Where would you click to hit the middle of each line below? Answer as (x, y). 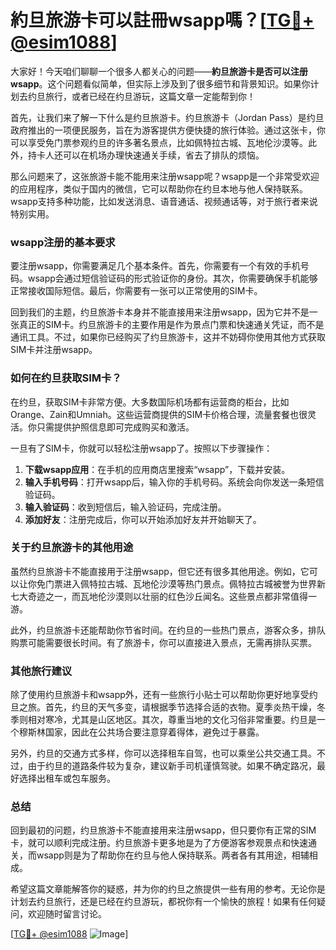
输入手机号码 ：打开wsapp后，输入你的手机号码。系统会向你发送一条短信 (174, 482)
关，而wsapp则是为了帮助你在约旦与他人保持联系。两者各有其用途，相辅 (160, 855)
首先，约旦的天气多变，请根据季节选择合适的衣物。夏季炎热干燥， (180, 707)
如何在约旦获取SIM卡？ (66, 378)
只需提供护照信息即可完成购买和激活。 (115, 427)
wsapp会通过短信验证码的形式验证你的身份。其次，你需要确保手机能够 (172, 278)
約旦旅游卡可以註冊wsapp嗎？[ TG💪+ (162, 20)
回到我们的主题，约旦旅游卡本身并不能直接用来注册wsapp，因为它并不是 (160, 312)
